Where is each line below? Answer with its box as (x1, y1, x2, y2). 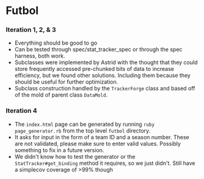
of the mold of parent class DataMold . (14, 91, 108, 98)
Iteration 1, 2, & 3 (5, 26, 56, 34)
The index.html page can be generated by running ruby (14, 120, 155, 128)
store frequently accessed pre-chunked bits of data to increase (14, 65, 175, 73)
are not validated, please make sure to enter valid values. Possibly (14, 140, 181, 147)
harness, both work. (14, 53, 65, 60)
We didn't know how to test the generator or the (14, 153, 136, 160)
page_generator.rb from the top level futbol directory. (14, 126, 151, 134)
